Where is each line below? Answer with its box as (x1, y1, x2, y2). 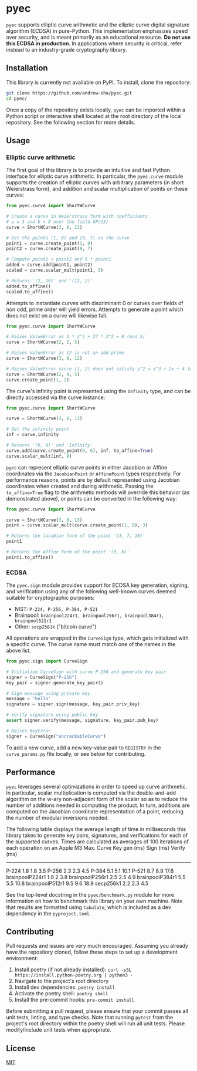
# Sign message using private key (6, 690, 91, 697)
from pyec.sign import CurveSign (6, 658, 88, 664)
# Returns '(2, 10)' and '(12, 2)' (6, 278, 93, 283)
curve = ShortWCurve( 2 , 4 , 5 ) (6, 371, 80, 377)
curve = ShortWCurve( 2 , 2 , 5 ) (6, 339, 80, 345)
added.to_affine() (6, 283, 51, 289)
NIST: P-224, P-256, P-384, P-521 (14, 606, 98, 613)
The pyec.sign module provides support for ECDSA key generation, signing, (6, 582, 189, 589)
